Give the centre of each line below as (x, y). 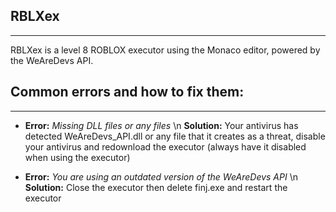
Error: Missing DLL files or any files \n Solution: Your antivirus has (161, 125)
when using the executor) (77, 157)
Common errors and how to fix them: (127, 92)
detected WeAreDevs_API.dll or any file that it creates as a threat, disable (175, 136)
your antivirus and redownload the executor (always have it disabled (165, 146)
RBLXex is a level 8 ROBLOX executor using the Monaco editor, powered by (165, 50)
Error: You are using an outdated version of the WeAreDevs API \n (161, 176)
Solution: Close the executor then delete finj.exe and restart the (156, 187)
